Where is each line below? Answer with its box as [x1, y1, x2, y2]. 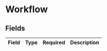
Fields [5, 24, 26, 33]
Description [70, 39, 100, 46]
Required [42, 39, 66, 46]
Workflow [5, 4, 48, 15]
